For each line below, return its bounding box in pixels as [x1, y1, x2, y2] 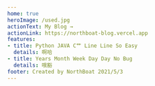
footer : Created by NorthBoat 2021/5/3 [7, 68, 124, 75]
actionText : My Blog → [7, 23, 73, 30]
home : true [7, 10, 39, 17]
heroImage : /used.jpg [7, 17, 71, 24]
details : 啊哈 [13, 49, 52, 56]
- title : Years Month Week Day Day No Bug [7, 55, 133, 62]
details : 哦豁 [13, 62, 52, 69]
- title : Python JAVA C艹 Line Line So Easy [7, 42, 138, 49]
